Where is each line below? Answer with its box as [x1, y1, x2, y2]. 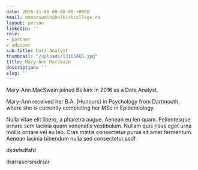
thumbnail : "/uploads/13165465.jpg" [6, 53, 98, 59]
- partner [6, 37, 31, 42]
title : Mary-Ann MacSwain [6, 59, 71, 65]
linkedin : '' [6, 25, 39, 32]
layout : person [6, 20, 44, 26]
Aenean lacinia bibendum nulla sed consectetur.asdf [6, 135, 136, 142]
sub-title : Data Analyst [6, 48, 68, 54]
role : [6, 31, 20, 37]
